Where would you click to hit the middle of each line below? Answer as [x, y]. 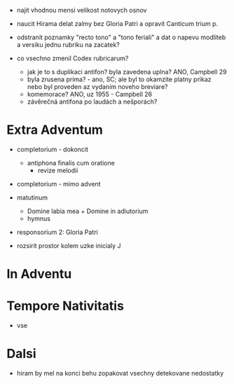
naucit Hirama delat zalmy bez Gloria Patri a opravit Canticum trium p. [117, 23]
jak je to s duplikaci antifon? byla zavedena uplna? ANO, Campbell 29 [127, 72]
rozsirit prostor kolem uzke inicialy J [69, 245]
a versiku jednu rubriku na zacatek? [68, 44]
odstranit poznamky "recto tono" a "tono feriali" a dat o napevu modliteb [121, 37]
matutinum [32, 197]
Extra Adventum [55, 130]
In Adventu [39, 274]
